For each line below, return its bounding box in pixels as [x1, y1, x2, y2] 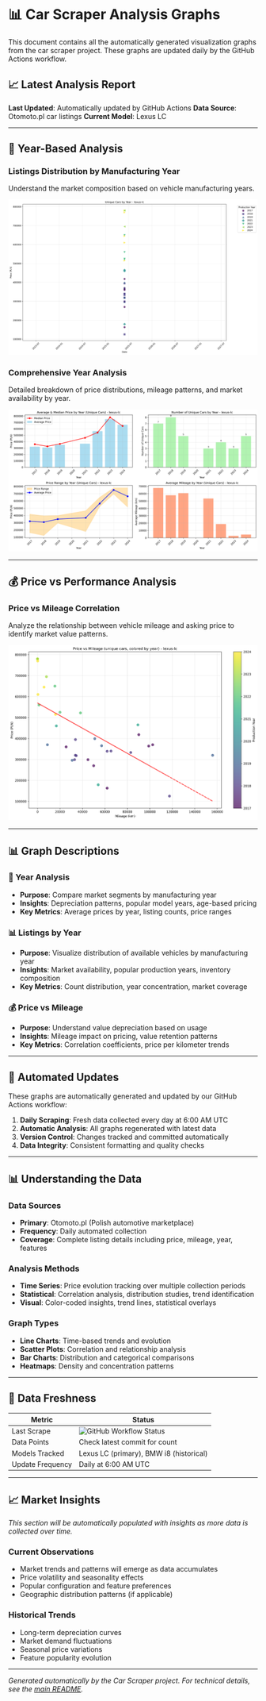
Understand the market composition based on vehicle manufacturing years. [8, 183, 255, 194]
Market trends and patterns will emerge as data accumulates [19, 1564, 218, 1574]
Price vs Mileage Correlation [8, 603, 120, 614]
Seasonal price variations [19, 1644, 103, 1654]
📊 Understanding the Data [8, 1172, 142, 1186]
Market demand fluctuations [19, 1636, 112, 1645]
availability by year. [8, 394, 71, 403]
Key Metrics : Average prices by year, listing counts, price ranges [19, 906, 232, 916]
